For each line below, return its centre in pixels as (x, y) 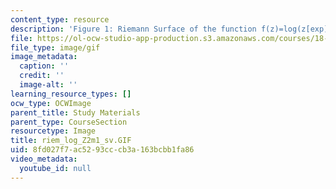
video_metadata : (44, 159)
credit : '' (42, 76)
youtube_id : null (55, 168)
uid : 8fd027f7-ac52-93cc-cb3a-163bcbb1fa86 (102, 150)
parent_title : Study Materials (75, 112)
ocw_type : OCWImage (51, 103)
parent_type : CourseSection (69, 122)
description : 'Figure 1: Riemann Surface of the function (133, 29)
